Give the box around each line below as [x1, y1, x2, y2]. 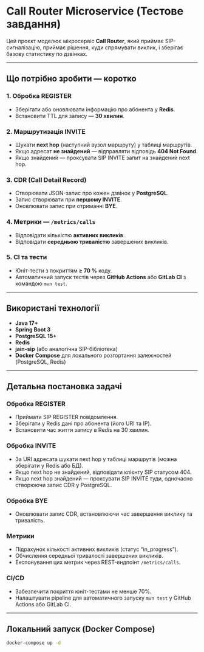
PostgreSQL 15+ [15, 332, 57, 339]
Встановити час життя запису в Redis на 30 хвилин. [15, 426, 150, 434]
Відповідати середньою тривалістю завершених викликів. [15, 238, 169, 245]
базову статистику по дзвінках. [6, 50, 88, 57]
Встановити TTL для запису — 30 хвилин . [15, 112, 124, 119]
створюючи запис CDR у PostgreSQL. [15, 481, 112, 488]
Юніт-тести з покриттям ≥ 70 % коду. [15, 266, 112, 274]
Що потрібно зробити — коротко [6, 74, 137, 84]
